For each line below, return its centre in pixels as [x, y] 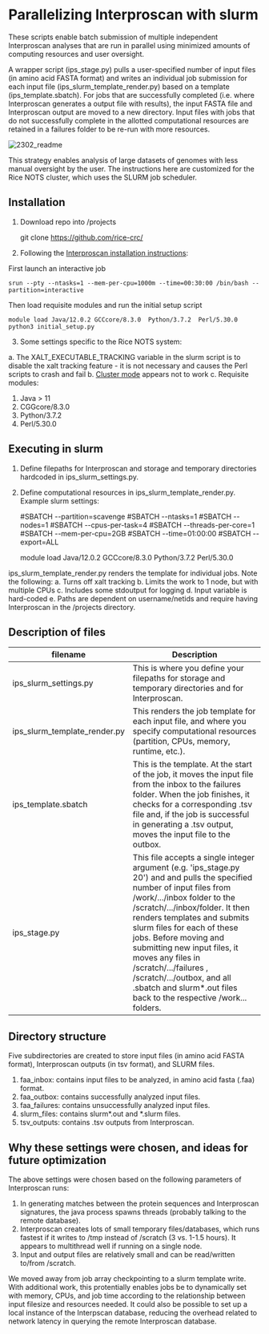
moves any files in [167, 958]
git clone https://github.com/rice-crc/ [81, 237]
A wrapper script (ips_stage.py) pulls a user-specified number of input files [132, 69]
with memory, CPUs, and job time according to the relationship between [127, 1296]
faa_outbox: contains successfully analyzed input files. [110, 1097]
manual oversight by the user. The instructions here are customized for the [131, 168]
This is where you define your [188, 669]
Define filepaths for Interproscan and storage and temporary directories [138, 468]
